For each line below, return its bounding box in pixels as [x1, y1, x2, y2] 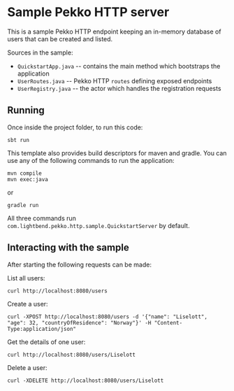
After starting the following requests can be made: [7, 260, 152, 269]
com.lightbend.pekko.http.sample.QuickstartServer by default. [7, 221, 190, 229]
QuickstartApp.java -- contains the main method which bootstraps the [17, 62, 221, 70]
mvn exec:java [7, 176, 49, 183]
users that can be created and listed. [7, 34, 113, 43]
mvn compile [7, 169, 42, 177]
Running [7, 104, 45, 116]
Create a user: [7, 299, 48, 308]
